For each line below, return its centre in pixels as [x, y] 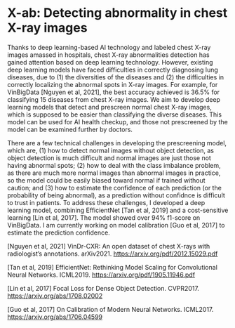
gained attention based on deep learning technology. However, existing [110, 62]
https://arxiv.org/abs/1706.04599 [55, 317]
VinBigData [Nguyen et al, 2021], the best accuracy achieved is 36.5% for [113, 92]
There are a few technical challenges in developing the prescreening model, [117, 143]
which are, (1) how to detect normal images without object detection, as [110, 150]
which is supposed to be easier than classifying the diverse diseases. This [115, 114]
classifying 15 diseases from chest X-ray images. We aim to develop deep [114, 99]
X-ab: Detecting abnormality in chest [117, 13]
